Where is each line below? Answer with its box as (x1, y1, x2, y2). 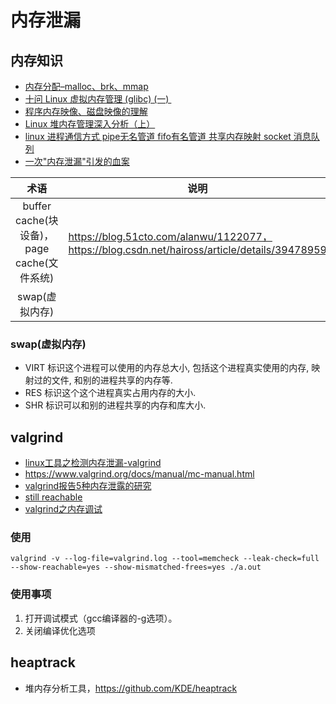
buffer (22, 199, 52, 213)
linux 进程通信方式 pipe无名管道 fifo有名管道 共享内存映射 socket (24, 131, 292, 142)
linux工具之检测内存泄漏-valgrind (24, 457, 162, 469)
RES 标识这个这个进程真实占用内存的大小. (24, 387, 197, 399)
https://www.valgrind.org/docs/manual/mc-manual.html (24, 468, 255, 480)
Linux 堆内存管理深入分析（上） (24, 118, 156, 130)
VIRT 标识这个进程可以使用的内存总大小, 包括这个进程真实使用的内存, (24, 362, 310, 374)
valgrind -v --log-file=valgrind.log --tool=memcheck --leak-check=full (10, 554, 320, 564)
